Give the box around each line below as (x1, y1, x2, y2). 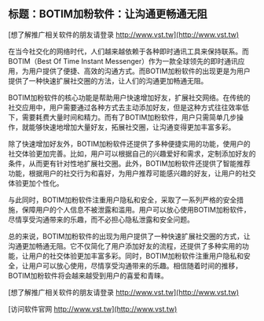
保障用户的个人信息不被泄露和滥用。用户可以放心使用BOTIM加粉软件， (21, 205, 251, 214)
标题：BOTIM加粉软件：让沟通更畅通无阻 (8, 7, 207, 21)
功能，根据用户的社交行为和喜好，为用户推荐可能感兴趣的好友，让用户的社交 (8, 168, 256, 178)
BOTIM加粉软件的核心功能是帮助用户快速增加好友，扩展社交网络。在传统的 (8, 93, 251, 102)
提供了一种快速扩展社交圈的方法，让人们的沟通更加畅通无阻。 (8, 76, 208, 85)
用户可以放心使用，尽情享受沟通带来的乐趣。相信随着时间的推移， (28, 260, 242, 270)
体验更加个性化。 (8, 178, 64, 187)
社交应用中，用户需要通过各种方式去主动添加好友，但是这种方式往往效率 (8, 102, 242, 112)
